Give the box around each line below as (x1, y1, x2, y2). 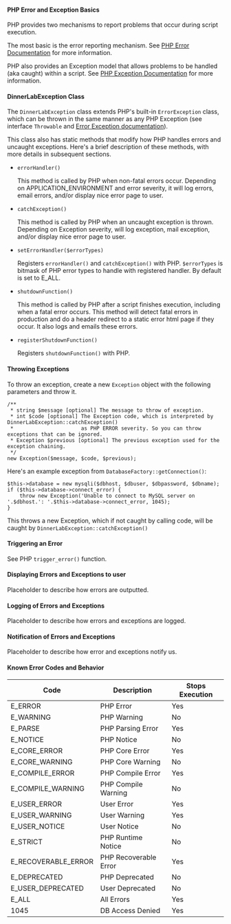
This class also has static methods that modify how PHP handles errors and (7, 135, 221, 144)
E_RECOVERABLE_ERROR (10, 857, 94, 866)
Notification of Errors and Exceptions (7, 632, 115, 641)
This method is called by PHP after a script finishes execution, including (16, 300, 221, 309)
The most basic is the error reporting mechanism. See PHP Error (7, 41, 190, 49)
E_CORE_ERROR (10, 746, 63, 756)
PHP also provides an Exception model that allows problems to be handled (7, 62, 218, 70)
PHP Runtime (100, 833, 143, 842)
